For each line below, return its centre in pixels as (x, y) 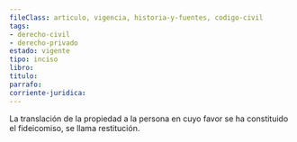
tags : (19, 26)
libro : (22, 68)
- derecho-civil (40, 34)
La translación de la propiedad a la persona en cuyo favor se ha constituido (149, 119)
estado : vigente (40, 51)
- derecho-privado (44, 43)
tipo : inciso (34, 59)
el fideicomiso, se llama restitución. (75, 128)
